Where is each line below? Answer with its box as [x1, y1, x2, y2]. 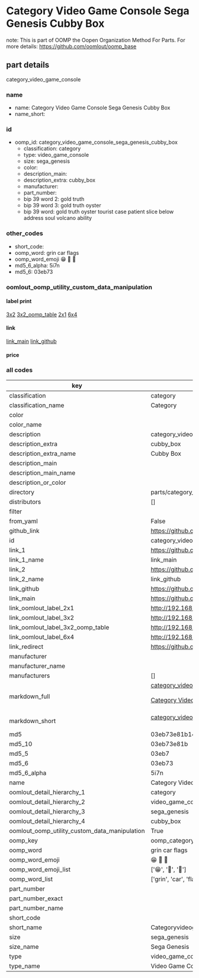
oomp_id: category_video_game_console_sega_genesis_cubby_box [14, 138, 178, 146]
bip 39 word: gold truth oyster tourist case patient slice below [23, 208, 174, 215]
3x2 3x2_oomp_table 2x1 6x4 [6, 311, 78, 318]
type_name [9, 961, 40, 970]
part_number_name [9, 904, 63, 912]
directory [9, 488, 34, 496]
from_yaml [9, 517, 38, 525]
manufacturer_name [9, 661, 66, 670]
